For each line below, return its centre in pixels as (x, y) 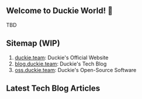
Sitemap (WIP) (33, 44)
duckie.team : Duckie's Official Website (62, 57)
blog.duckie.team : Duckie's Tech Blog (61, 64)
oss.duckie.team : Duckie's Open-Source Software (75, 70)
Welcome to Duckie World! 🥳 (60, 11)
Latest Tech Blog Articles (53, 88)
